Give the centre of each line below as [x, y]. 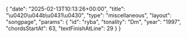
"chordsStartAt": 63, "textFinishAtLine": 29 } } [63, 28]
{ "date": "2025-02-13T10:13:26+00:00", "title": [66, 9]
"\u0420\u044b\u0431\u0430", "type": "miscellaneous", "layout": [89, 15]
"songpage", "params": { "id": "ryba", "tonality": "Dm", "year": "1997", [93, 22]
